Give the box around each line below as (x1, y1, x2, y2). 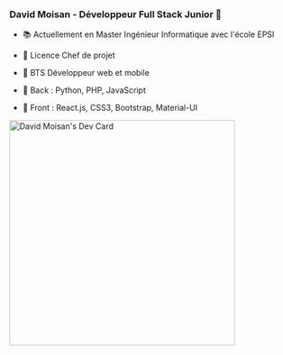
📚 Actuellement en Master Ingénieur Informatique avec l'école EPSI (22, 29, 275, 40)
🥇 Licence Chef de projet (22, 50, 115, 61)
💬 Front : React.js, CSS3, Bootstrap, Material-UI (22, 103, 198, 114)
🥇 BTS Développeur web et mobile (22, 68, 151, 78)
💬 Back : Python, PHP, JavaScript (22, 85, 146, 96)
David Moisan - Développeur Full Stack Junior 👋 (9, 8, 223, 21)
